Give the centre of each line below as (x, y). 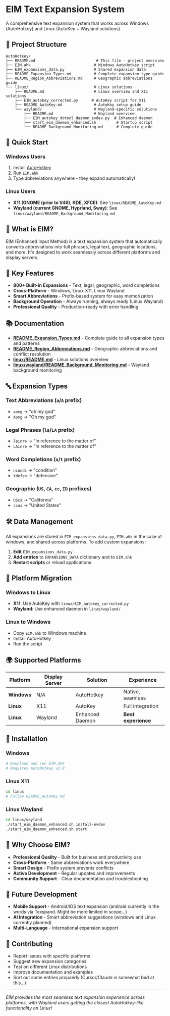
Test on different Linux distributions (50, 967)
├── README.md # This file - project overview (85, 61)
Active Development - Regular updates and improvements (74, 873)
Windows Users (26, 157)
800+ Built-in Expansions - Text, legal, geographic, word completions (86, 285)
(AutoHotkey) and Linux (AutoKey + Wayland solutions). (64, 28)
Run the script (27, 644)
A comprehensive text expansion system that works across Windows (77, 23)
